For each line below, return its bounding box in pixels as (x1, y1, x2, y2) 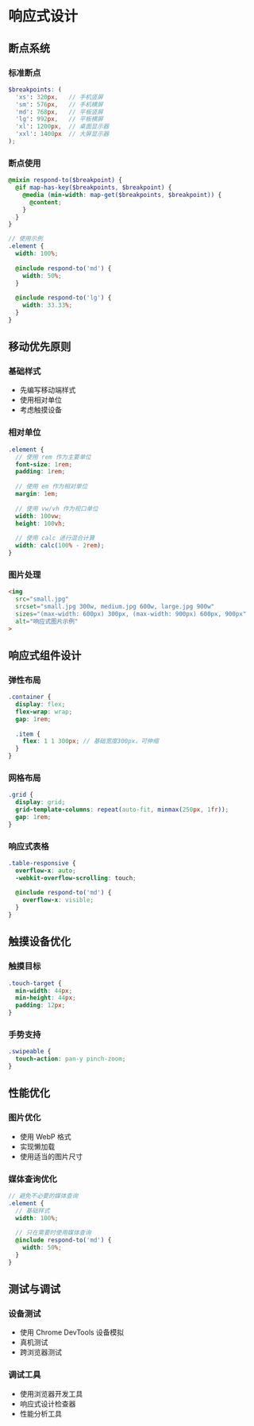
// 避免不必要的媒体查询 (8, 1192, 79, 1200)
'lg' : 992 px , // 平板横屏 (15, 115, 103, 123)
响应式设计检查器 (19, 1399, 76, 1409)
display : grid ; (15, 798, 66, 806)
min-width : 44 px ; (15, 987, 73, 995)
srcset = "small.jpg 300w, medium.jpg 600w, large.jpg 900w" (15, 602, 215, 610)
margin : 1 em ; (15, 490, 59, 498)
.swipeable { (8, 1048, 52, 1056)
